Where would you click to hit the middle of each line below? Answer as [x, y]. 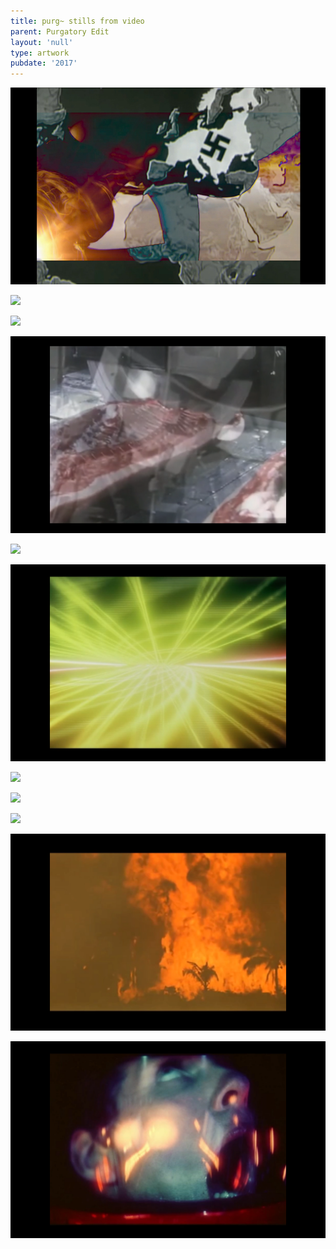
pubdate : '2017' [44, 63]
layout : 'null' [42, 42]
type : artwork [40, 53]
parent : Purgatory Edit [60, 31]
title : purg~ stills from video [77, 21]
